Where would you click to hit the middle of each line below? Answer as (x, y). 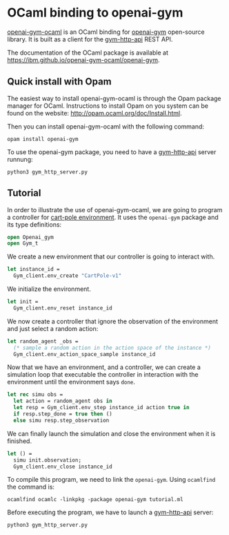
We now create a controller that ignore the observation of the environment (113, 321)
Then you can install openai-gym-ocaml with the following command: (106, 126)
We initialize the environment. (49, 289)
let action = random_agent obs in (63, 401)
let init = (23, 302)
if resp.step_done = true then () (63, 414)
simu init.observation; (47, 460)
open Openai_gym (30, 237)
